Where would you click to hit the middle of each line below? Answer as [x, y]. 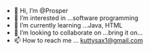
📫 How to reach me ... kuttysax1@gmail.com [78, 40]
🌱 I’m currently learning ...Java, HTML [68, 25]
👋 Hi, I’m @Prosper [41, 11]
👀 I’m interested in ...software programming [76, 18]
